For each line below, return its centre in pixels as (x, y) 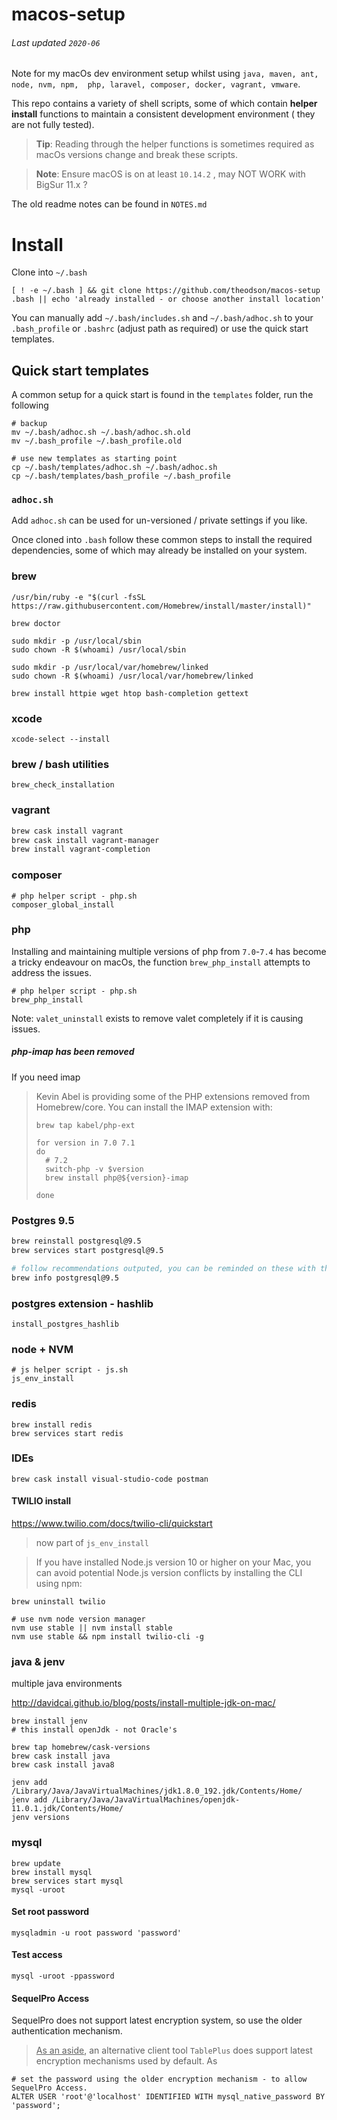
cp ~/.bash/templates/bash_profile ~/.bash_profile (121, 476)
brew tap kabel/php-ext (85, 1125)
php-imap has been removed (73, 1052)
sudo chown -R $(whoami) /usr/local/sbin (99, 649)
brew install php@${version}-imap (117, 1178)
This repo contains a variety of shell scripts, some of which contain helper (164, 104)
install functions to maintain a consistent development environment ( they (163, 114)
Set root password (50, 1912)
